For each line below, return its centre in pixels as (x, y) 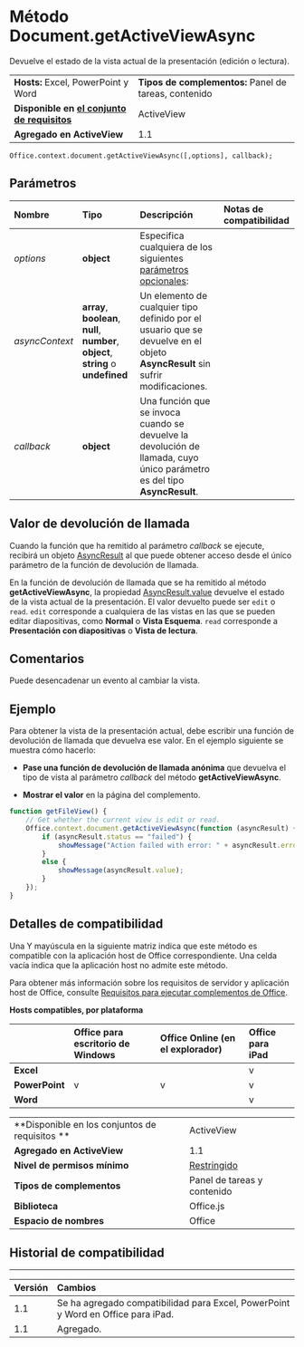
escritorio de (102, 1044)
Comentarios (47, 659)
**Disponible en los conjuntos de (85, 1124)
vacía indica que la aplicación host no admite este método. (119, 965)
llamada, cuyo (169, 457)
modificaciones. (174, 386)
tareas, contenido (175, 93)
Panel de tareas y (226, 1179)
